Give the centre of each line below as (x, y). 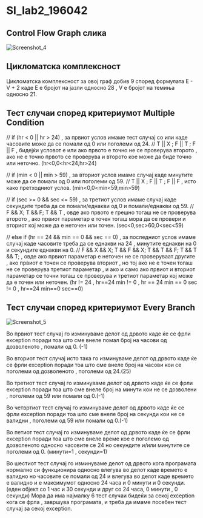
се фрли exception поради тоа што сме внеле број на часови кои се (94, 365)
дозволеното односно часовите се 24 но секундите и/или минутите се (98, 445)
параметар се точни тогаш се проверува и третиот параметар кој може (100, 275)
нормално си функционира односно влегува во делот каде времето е (97, 470)
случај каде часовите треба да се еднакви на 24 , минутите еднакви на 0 (101, 243)
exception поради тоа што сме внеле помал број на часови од (87, 340)
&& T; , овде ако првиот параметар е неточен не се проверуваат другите (101, 256)
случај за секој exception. (39, 509)
